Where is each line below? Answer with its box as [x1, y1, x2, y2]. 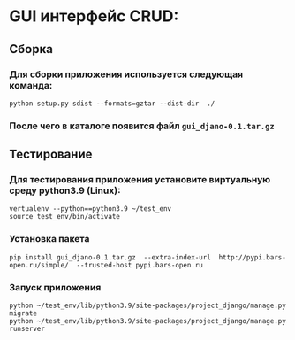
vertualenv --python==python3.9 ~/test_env [9, 205, 172, 213]
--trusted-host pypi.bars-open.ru [76, 260, 203, 269]
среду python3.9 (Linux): [9, 184, 121, 197]
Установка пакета [9, 233, 90, 245]
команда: [9, 79, 53, 91]
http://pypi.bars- [218, 252, 287, 262]
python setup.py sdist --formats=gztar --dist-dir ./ [9, 99, 216, 108]
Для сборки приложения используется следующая [9, 68, 244, 81]
